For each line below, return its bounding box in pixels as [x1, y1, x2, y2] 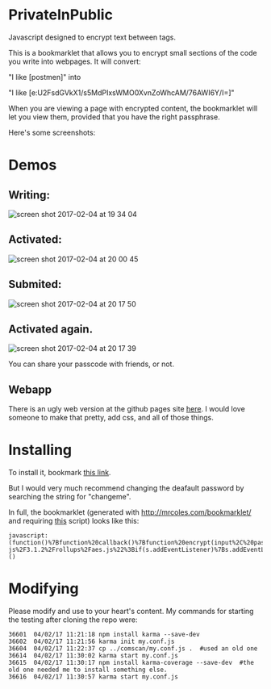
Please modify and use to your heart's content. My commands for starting [8, 607, 254, 616]
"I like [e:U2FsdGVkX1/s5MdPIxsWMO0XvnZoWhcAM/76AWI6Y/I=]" [8, 87, 236, 98]
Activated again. [8, 322, 94, 336]
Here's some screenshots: [8, 127, 96, 137]
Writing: [8, 188, 51, 202]
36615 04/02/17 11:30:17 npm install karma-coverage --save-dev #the [8, 659, 254, 667]
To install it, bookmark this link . [8, 468, 111, 478]
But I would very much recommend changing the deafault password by [8, 483, 244, 493]
